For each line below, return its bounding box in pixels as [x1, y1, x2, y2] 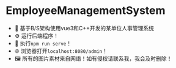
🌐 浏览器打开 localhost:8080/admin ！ [14, 47, 108, 55]
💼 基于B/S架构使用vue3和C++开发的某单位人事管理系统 [14, 24, 154, 32]
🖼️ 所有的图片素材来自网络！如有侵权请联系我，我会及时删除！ [14, 55, 172, 62]
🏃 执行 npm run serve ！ [14, 39, 71, 47]
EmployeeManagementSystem [5, 4, 166, 18]
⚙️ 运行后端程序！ [14, 32, 59, 39]
